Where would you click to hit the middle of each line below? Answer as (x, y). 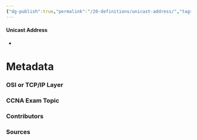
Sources (18, 132)
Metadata (30, 67)
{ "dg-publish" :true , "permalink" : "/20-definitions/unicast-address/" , (93, 11)
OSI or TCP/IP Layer (35, 85)
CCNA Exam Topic (33, 100)
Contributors (25, 116)
